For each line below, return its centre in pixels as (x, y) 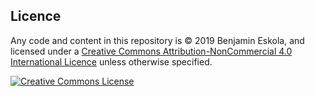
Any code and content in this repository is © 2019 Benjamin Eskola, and (157, 40)
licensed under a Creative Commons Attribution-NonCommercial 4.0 (151, 51)
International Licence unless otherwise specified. (111, 61)
